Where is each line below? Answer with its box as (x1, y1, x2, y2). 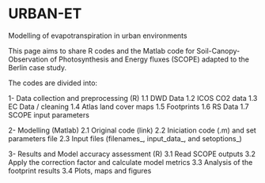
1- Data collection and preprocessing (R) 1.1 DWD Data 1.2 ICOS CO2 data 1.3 (8, 93, 258, 103)
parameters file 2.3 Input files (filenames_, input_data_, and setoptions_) (8, 133, 243, 143)
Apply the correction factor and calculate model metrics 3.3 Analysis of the (8, 157, 253, 166)
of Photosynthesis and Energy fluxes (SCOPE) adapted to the (50, 54, 249, 64)
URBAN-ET (8, 5, 82, 23)
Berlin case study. (8, 62, 67, 72)
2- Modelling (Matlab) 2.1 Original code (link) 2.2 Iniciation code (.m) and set (8, 125, 257, 135)
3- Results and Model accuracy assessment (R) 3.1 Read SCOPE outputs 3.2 (8, 149, 256, 159)
